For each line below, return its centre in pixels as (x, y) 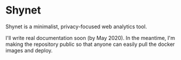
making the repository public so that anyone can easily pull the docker (90, 44)
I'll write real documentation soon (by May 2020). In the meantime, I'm (90, 38)
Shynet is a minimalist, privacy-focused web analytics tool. (76, 26)
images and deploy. (29, 50)
